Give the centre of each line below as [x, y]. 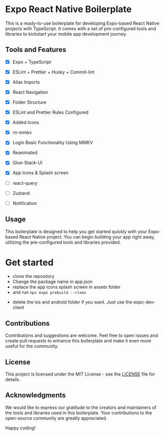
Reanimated [25, 153]
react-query [25, 183]
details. [13, 380]
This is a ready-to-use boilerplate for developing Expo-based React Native [82, 23]
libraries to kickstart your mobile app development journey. [66, 34]
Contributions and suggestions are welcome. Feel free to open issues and [82, 335]
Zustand [21, 193]
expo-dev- [144, 302]
